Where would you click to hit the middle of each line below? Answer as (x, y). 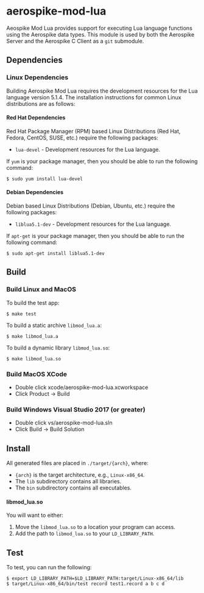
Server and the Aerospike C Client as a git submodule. (75, 41)
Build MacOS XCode (37, 374)
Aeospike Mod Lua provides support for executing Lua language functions (100, 28)
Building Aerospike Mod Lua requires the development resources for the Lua (102, 91)
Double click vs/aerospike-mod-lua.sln (64, 423)
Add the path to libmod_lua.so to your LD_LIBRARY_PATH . (85, 533)
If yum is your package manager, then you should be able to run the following (102, 161)
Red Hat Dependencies (36, 118)
